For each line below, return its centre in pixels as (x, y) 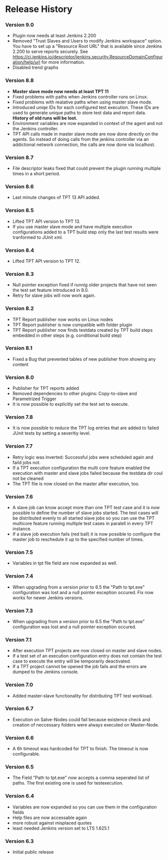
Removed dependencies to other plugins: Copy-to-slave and (75, 394)
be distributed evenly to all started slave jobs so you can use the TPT (83, 518)
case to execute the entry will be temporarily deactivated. (72, 661)
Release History (39, 9)
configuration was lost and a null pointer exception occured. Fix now (83, 592)
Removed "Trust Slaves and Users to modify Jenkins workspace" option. (87, 41)
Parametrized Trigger (34, 399)
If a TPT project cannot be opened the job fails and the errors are (79, 667)
